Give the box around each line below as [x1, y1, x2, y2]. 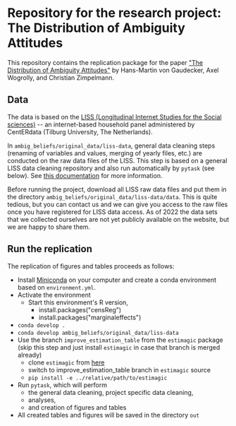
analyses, [27, 396, 56, 404]
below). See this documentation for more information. [7, 171, 163, 179]
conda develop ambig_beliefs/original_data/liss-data [17, 329, 179, 336]
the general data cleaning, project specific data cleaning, [27, 388, 194, 396]
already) [17, 350, 42, 359]
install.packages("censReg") [38, 305, 122, 314]
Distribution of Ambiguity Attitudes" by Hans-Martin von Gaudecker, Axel [7, 66, 219, 74]
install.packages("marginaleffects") [38, 313, 142, 321]
